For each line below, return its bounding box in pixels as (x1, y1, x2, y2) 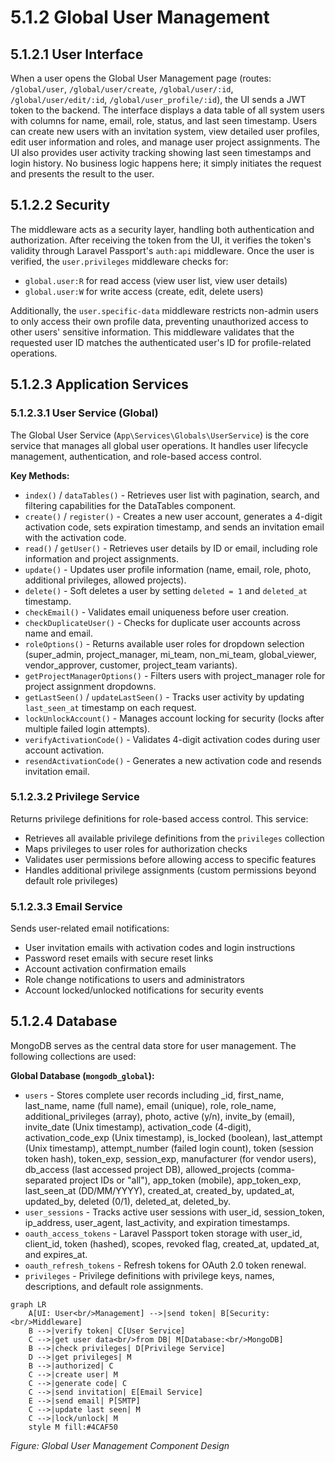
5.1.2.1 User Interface (10, 46, 144, 63)
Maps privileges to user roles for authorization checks (24, 842, 248, 855)
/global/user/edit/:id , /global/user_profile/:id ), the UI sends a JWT (10, 94, 307, 105)
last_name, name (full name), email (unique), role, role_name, (24, 1099, 277, 1111)
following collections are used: (10, 1050, 137, 1062)
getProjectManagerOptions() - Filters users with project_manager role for (24, 669, 326, 681)
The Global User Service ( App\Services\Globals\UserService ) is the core (10, 429, 310, 441)
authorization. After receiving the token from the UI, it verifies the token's (10, 234, 312, 246)
